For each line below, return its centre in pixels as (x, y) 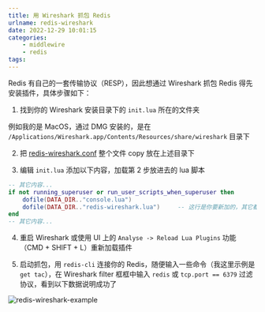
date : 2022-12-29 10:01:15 (52, 30)
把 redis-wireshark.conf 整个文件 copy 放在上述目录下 (107, 153)
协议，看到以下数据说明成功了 (68, 284)
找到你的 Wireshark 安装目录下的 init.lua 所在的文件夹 (109, 109)
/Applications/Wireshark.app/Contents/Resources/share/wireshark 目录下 (129, 136)
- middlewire (44, 45)
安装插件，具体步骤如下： (50, 92)
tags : (17, 60)
